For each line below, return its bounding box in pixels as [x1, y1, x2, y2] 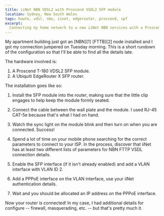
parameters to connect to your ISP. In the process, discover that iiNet [12, 141, 151, 147]
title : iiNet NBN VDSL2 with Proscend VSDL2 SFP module [5, 7, 121, 12]
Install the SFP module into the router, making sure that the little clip [12, 92, 148, 98]
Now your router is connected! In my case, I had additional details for [5, 200, 144, 206]
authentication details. [12, 181, 57, 187]
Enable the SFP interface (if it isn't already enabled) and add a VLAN [12, 161, 150, 167]
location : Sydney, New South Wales [5, 12, 78, 17]
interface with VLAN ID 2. [12, 167, 63, 173]
